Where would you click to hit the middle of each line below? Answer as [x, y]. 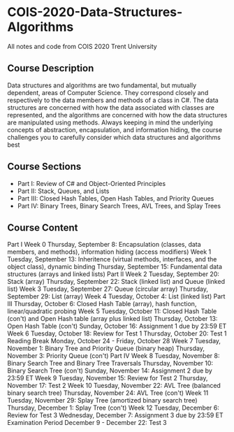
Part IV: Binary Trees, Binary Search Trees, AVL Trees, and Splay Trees [119, 206]
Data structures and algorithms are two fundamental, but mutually [102, 85]
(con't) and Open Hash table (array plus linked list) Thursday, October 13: [112, 319]
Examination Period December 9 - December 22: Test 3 [87, 423]
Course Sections [44, 167]
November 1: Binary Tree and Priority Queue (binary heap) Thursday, [106, 348]
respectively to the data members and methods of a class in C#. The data [113, 100]
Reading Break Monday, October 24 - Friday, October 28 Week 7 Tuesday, [114, 341]
